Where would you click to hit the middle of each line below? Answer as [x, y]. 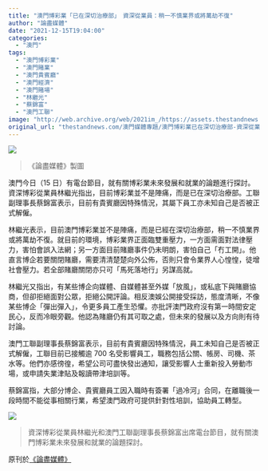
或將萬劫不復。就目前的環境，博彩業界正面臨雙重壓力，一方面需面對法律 [127, 239]
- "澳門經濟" [35, 82]
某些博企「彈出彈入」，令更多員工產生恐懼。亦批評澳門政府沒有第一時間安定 [132, 306]
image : [19, 120]
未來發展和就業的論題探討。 [101, 442]
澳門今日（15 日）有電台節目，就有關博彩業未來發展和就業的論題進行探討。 [132, 182]
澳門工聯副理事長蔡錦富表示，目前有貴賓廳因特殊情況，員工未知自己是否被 [130, 343]
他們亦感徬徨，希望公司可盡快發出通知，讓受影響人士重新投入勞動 [137, 363]
